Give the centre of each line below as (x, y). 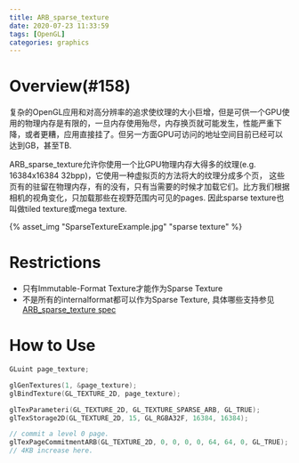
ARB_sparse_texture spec (69, 310)
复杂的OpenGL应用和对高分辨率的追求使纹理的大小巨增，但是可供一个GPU (145, 112)
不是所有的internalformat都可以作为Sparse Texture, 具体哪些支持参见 (148, 300)
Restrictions (55, 263)
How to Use (53, 346)
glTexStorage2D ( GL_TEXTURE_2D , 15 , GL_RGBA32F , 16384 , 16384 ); (129, 418)
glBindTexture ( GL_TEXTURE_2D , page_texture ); (95, 394)
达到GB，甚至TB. (40, 146)
